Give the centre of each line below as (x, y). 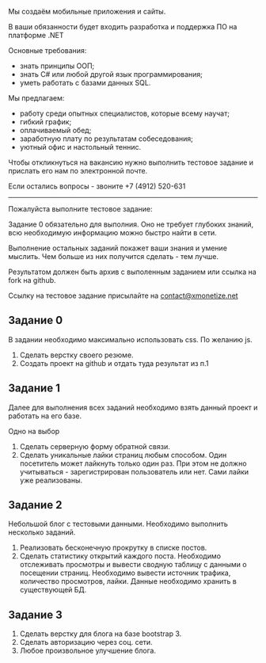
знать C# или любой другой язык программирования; (111, 74)
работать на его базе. (45, 416)
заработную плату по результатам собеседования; (106, 139)
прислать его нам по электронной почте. (78, 171)
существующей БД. (53, 590)
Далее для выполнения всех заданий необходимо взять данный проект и (133, 407)
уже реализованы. (51, 480)
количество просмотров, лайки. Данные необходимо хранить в (128, 581)
